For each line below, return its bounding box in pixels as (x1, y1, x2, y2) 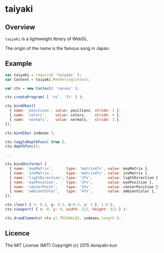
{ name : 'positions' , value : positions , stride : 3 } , (9, 108, 121, 113)
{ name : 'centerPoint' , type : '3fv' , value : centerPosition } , (9, 184, 161, 189)
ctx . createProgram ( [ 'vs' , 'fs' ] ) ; (5, 94, 84, 100)
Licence (5, 229, 30, 238)
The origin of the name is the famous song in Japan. (5, 46, 110, 51)
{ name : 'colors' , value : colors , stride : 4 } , (9, 113, 121, 118)
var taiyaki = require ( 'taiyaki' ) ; (5, 72, 82, 77)
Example (5, 60, 32, 68)
